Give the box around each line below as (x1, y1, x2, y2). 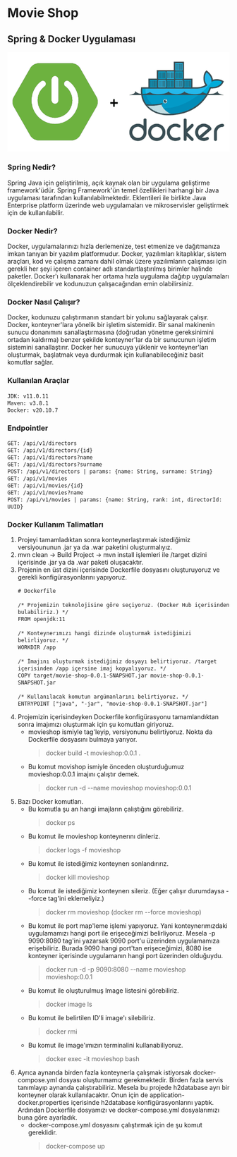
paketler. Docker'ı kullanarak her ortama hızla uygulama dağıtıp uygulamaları (7, 272, 229, 281)
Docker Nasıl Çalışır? (7, 297, 80, 307)
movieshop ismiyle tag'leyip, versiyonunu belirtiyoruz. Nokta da (28, 728, 213, 736)
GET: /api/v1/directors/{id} (7, 446, 93, 454)
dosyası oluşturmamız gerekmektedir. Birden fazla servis (59, 1076, 224, 1084)
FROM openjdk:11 (17, 616, 66, 623)
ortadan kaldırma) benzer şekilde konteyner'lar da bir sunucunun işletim (7, 336, 217, 344)
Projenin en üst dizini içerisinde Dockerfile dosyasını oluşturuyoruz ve (17, 565, 220, 574)
